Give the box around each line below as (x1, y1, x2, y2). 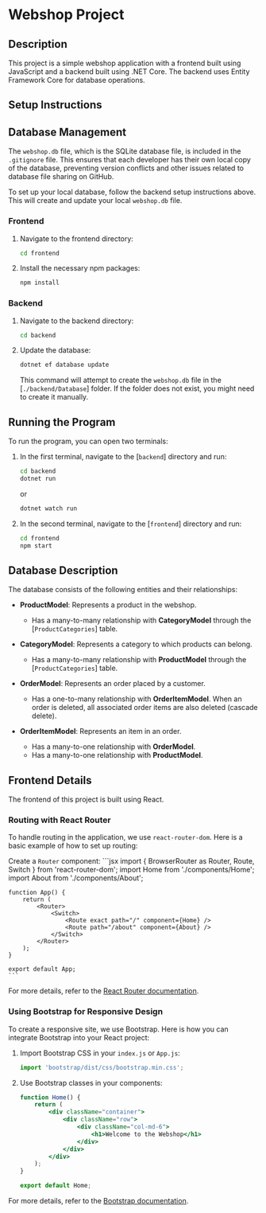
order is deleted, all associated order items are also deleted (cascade (31, 703, 258, 712)
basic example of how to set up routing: (8, 841, 138, 851)
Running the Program (8, 415, 116, 429)
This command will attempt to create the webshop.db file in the (19, 376, 222, 385)
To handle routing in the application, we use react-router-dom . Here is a (8, 833, 244, 842)
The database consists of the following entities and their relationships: (8, 585, 238, 595)
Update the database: (19, 345, 91, 355)
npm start (19, 541, 53, 550)
